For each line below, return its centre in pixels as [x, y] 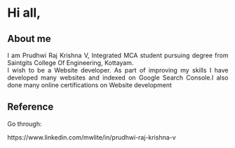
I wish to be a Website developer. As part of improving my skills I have [118, 70]
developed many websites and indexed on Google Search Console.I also [118, 77]
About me [29, 39]
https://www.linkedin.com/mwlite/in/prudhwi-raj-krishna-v [92, 137]
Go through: [25, 124]
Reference [31, 107]
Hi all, [24, 13]
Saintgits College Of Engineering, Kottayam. [70, 63]
